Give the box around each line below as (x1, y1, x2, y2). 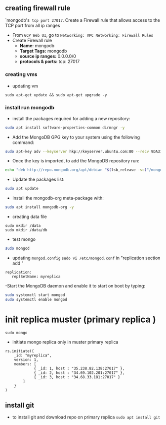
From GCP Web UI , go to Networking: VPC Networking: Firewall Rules (12, 32, 154, 38)
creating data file (12, 213, 47, 219)
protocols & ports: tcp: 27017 (19, 58, 80, 64)
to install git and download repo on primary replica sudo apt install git (12, 414, 161, 420)
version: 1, (14, 357, 39, 362)
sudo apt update (5, 186, 39, 191)
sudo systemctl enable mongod (5, 297, 68, 302)
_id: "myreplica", (14, 353, 52, 358)
